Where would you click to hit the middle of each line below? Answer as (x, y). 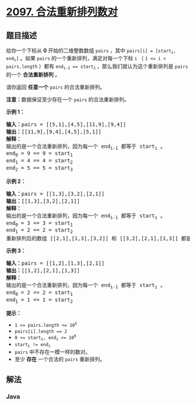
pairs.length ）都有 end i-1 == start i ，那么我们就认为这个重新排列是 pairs (97, 67)
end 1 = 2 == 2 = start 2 (39, 231)
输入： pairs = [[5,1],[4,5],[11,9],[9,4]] (66, 124)
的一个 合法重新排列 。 (33, 74)
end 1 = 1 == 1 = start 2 (39, 300)
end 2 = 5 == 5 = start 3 (39, 168)
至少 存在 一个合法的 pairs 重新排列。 (60, 359)
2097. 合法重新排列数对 (62, 12)
